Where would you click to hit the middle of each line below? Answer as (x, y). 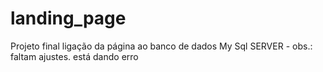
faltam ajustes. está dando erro (74, 56)
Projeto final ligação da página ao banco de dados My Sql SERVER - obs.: (161, 46)
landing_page (68, 18)
